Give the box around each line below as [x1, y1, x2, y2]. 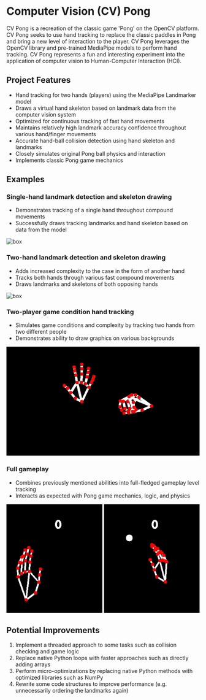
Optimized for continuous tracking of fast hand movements [15, 117, 164, 125]
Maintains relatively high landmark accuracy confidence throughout [15, 124, 186, 131]
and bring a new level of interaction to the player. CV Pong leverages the [6, 37, 189, 45]
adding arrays [15, 661, 51, 668]
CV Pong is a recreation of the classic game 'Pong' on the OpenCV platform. [6, 25, 199, 32]
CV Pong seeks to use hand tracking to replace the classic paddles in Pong [6, 31, 196, 38]
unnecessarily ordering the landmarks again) [15, 687, 129, 694]
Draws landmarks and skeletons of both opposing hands [15, 280, 158, 288]
